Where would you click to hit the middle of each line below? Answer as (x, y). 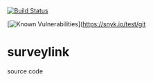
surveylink (38, 52)
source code (25, 71)
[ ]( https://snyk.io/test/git (76, 24)
